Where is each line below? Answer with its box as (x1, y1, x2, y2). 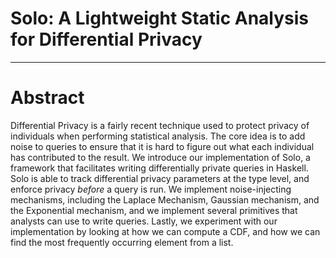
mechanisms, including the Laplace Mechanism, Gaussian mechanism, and (10, 193, 320, 206)
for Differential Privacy (10, 28, 203, 51)
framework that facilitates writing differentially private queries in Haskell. (10, 162, 309, 174)
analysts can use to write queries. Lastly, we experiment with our (10, 215, 278, 227)
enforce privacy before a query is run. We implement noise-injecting (10, 183, 292, 195)
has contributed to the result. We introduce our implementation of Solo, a (10, 151, 311, 163)
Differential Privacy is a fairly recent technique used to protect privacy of (10, 119, 310, 131)
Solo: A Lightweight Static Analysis (10, 7, 310, 30)
